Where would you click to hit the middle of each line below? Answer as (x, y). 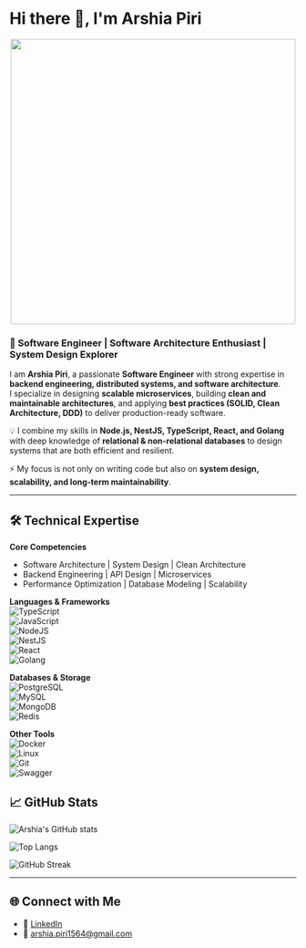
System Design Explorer (64, 354)
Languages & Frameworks (60, 602)
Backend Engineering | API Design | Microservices (117, 575)
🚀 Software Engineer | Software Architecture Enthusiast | (138, 343)
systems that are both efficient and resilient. (92, 451)
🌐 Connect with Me (65, 902)
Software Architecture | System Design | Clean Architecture (134, 565)
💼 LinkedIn (42, 923)
